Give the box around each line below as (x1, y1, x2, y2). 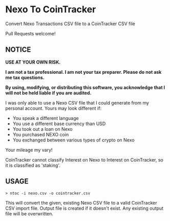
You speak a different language (12, 115, 79, 121)
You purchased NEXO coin (12, 131, 69, 137)
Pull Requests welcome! (5, 30, 56, 36)
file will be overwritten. (5, 210, 54, 216)
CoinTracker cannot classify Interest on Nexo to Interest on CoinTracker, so (5, 156, 164, 163)
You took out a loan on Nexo (12, 126, 73, 132)
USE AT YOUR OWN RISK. (5, 59, 61, 65)
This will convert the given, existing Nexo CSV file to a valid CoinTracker (5, 199, 157, 206)
